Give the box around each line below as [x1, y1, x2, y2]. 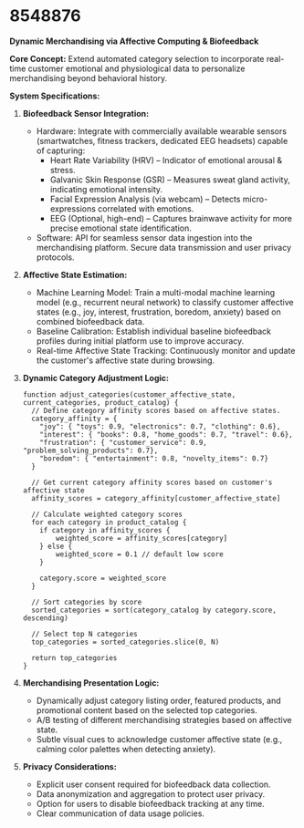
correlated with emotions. [97, 202, 194, 214]
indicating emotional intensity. [49, 183, 162, 194]
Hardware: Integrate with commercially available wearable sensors [36, 125, 288, 137]
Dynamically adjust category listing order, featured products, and [36, 695, 281, 706]
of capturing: [36, 145, 86, 156]
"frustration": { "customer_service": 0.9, [39, 438, 207, 447]
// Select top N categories [31, 629, 139, 638]
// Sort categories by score [31, 597, 142, 606]
